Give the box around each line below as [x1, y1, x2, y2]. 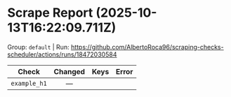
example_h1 [11, 79, 47, 87]
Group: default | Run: [7, 43, 70, 51]
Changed [53, 66, 86, 76]
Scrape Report [7, 5, 93, 21]
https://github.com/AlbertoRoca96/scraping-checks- [70, 43, 224, 51]
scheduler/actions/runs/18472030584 [7, 50, 117, 59]
